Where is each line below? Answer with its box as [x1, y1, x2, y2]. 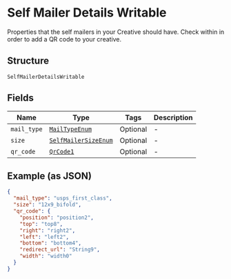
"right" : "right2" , [19, 227, 76, 234]
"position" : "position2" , [19, 214, 94, 221]
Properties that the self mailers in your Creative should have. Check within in [7, 28, 225, 36]
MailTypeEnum [49, 125, 92, 133]
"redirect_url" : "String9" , [19, 247, 100, 253]
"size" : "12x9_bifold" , [13, 202, 81, 209]
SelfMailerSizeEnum [49, 136, 113, 144]
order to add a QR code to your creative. [7, 35, 122, 43]
